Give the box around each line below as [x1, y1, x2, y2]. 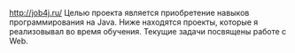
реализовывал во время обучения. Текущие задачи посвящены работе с [9, 26, 287, 36]
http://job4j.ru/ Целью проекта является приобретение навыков [9, 8, 250, 18]
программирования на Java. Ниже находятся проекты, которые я [9, 17, 259, 27]
